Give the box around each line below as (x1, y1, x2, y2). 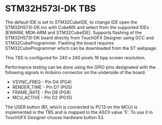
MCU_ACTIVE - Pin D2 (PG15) (12, 94, 73, 100)
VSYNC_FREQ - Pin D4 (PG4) (12, 79, 72, 85)
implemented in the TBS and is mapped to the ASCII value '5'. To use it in (5, 109, 153, 115)
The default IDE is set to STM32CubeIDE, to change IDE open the (5, 19, 137, 25)
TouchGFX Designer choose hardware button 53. (5, 114, 105, 120)
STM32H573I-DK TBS (5, 3, 96, 14)
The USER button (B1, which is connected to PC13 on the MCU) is (5, 104, 138, 110)
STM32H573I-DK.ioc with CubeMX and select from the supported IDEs (5, 24, 149, 30)
